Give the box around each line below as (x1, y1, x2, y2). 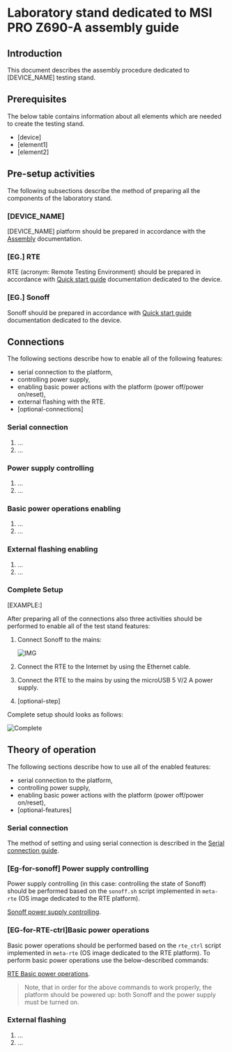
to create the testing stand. (7, 119, 85, 128)
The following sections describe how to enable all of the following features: (7, 354, 223, 363)
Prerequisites (7, 93, 67, 105)
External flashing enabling (7, 544, 98, 554)
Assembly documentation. (7, 234, 82, 243)
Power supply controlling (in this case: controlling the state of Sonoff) (7, 880, 207, 888)
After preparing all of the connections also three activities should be (7, 614, 202, 623)
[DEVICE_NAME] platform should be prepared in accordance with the (7, 227, 206, 235)
